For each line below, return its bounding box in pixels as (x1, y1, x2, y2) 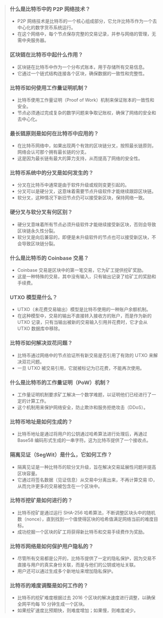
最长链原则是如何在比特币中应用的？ (9, 130, 99, 137)
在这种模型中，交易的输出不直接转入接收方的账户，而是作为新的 (17, 313, 152, 319)
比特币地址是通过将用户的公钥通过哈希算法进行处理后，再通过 (17, 431, 148, 437)
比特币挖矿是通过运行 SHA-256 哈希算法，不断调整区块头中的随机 (17, 509, 156, 515)
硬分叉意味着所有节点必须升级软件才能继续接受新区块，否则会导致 (17, 221, 156, 227)
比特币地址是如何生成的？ (9, 418, 73, 425)
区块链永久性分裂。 (17, 227, 58, 234)
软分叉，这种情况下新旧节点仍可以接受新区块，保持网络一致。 (17, 195, 148, 201)
